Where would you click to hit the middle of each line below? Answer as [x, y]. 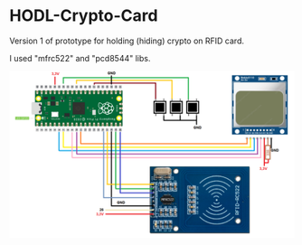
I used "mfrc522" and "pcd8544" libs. [80, 58]
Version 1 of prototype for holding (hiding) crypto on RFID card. [127, 41]
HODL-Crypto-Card [84, 16]
